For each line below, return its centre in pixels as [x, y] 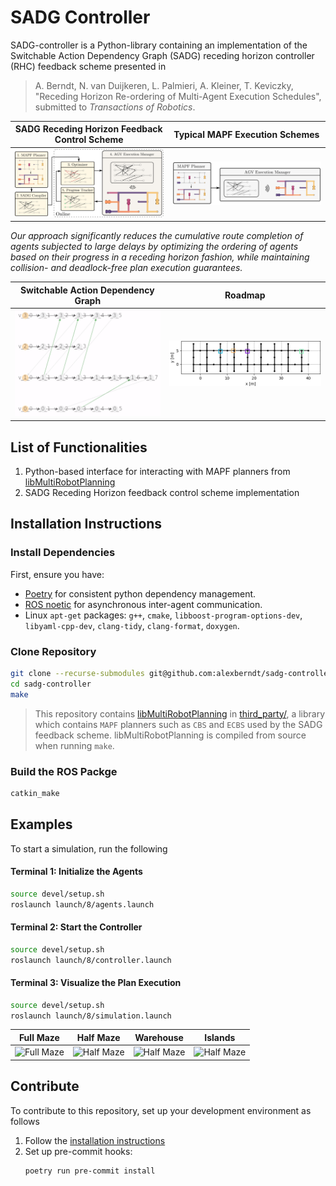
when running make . [74, 745]
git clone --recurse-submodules [77, 673]
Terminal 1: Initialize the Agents [76, 872]
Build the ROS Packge [64, 771]
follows [25, 1121]
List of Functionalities [79, 447]
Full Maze [39, 1037]
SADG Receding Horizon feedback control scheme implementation [162, 492]
